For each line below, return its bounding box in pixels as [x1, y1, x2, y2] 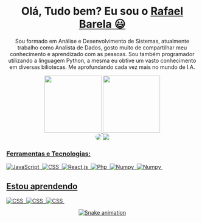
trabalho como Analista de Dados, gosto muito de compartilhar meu [17, 44, 187, 51]
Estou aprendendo [6, 181, 78, 192]
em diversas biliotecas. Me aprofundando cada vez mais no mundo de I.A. [9, 63, 195, 71]
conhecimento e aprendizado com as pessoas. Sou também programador [10, 50, 195, 57]
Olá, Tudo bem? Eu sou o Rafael [21, 4, 184, 18]
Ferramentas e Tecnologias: [6, 149, 91, 158]
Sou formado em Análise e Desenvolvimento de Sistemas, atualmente [15, 37, 190, 45]
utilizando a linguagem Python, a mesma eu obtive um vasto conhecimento [8, 57, 197, 64]
